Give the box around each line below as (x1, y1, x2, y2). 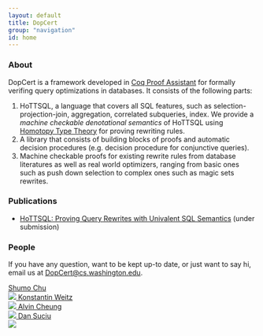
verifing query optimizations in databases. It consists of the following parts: (8, 86, 253, 95)
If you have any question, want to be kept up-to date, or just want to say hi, (8, 260, 252, 269)
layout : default (8, 11, 61, 20)
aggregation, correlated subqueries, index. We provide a (70, 109, 254, 119)
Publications (8, 196, 57, 207)
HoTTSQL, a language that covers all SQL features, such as (19, 101, 213, 110)
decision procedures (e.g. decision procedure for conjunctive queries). (19, 142, 250, 152)
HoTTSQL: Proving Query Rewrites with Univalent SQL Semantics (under (19, 213, 255, 223)
